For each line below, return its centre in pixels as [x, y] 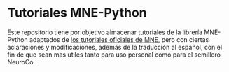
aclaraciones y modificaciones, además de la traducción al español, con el [115, 47]
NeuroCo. [21, 62]
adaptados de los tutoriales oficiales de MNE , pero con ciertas [119, 39]
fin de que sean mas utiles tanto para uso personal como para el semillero [114, 55]
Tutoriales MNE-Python [77, 13]
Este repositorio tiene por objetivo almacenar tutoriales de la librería [105, 32]
